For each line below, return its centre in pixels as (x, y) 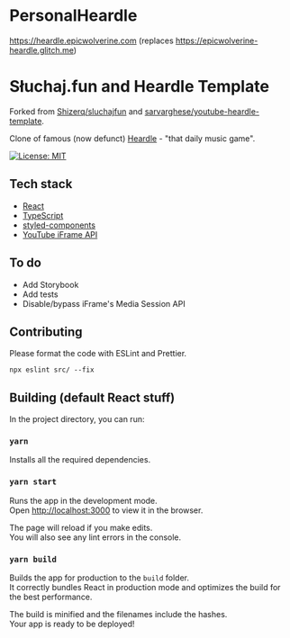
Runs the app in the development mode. (83, 500)
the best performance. (51, 597)
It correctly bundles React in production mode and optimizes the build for (145, 588)
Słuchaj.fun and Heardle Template (140, 87)
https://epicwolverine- (217, 40)
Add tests (40, 294)
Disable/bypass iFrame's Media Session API (104, 303)
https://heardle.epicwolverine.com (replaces (91, 40)
